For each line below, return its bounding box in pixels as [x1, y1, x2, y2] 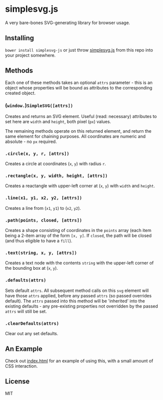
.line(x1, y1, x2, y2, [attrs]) [5, 195, 82, 201]
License [5, 377, 30, 386]
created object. [5, 90, 36, 96]
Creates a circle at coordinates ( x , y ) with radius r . [5, 161, 106, 167]
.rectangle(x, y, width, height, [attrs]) [5, 173, 108, 179]
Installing [5, 34, 34, 42]
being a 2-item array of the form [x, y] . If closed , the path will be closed [5, 232, 152, 239]
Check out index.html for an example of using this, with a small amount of [5, 358, 153, 364]
